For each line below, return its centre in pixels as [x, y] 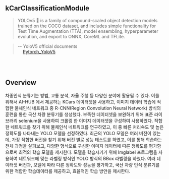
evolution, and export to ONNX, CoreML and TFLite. [71, 36]
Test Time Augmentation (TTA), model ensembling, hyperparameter [88, 31]
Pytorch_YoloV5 [39, 51]
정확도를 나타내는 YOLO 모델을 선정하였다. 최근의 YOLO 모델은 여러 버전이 [78, 133]
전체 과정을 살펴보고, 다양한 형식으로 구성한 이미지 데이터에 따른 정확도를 [76, 146]
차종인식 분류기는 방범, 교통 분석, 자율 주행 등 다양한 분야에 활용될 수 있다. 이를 [82, 95]
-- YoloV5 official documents [47, 46]
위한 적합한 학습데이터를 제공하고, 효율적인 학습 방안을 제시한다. [68, 171]
